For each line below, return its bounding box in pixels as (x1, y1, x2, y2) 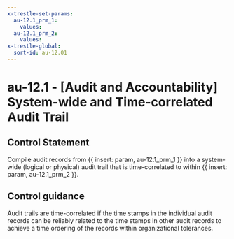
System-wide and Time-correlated (7, 94, 213, 110)
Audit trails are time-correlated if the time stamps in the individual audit (7, 209, 212, 217)
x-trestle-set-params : (7, 10, 74, 17)
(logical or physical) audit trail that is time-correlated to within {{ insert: (22, 162, 228, 171)
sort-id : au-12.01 (13, 50, 68, 57)
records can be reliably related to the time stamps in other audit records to (7, 216, 222, 224)
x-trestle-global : (7, 43, 61, 50)
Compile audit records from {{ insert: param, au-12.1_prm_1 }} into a (7, 155, 201, 164)
